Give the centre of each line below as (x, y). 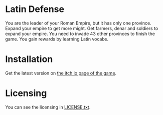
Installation (29, 59)
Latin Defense (35, 9)
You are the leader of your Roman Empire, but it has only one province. (78, 23)
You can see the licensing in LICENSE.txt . (48, 107)
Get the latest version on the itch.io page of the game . (61, 73)
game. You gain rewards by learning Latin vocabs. (57, 39)
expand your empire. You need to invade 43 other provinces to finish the (80, 33)
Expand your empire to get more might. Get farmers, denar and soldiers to (82, 28)
